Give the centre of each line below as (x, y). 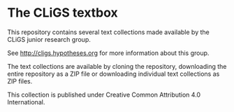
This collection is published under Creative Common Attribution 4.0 (104, 95)
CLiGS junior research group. (49, 39)
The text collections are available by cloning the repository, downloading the (117, 66)
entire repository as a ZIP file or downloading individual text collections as (114, 74)
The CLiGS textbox (63, 13)
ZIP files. (20, 81)
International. (26, 102)
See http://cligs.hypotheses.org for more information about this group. (108, 53)
